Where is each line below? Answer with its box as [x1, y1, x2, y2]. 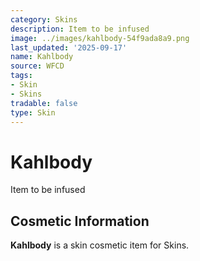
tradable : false [10, 98, 78, 108]
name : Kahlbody [10, 52, 74, 62]
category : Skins [10, 14, 78, 25]
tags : [10, 71, 33, 81]
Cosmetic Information [10, 212, 150, 230]
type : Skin [10, 107, 56, 118]
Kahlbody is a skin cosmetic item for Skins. [10, 239, 190, 251]
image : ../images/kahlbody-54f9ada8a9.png [10, 33, 190, 43]
